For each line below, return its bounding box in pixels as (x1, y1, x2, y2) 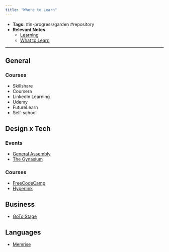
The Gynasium (12, 156, 43, 162)
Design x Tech (5, 124, 51, 133)
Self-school (12, 110, 37, 116)
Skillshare (12, 83, 33, 89)
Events (5, 139, 23, 146)
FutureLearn (12, 104, 38, 111)
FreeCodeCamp (12, 180, 46, 186)
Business (5, 200, 35, 209)
